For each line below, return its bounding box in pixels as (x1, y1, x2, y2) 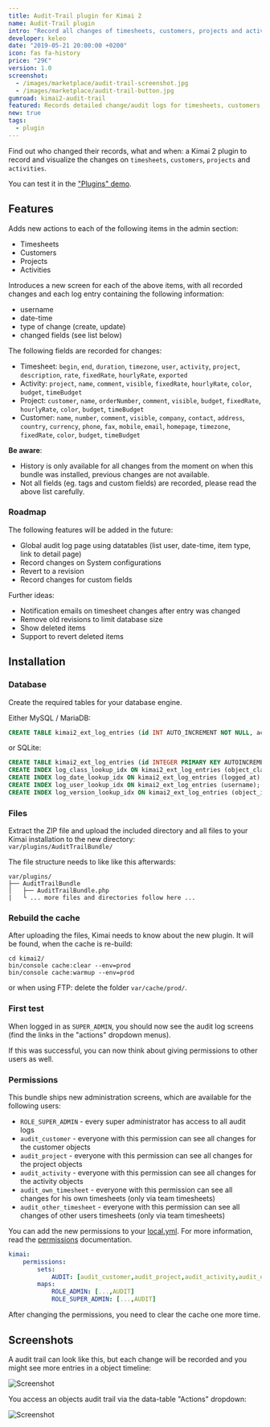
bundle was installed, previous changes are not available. (19, 469, 211, 479)
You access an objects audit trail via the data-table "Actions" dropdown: (8, 1394, 247, 1404)
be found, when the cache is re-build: (8, 939, 133, 949)
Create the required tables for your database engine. (8, 697, 182, 707)
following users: (8, 1100, 62, 1111)
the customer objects (19, 1142, 91, 1152)
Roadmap (8, 506, 47, 518)
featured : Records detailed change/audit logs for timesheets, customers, (8, 101, 264, 109)
